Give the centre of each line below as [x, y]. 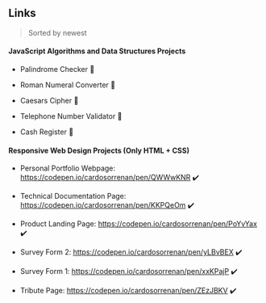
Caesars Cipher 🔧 [49, 101]
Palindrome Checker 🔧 [57, 69]
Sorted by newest [57, 32]
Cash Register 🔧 [47, 132]
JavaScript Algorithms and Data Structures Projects [97, 51]
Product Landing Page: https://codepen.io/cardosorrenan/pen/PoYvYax [139, 224]
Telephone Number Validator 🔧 [71, 116]
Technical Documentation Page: [73, 196]
